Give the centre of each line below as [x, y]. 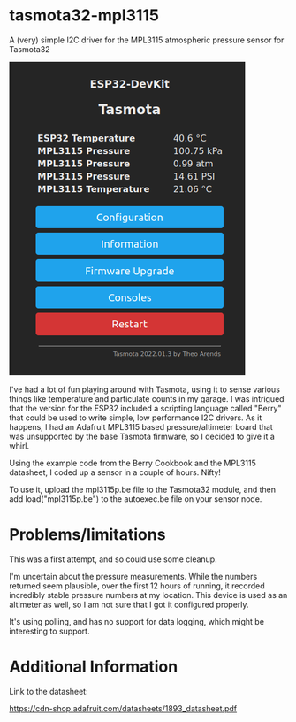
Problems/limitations [87, 535]
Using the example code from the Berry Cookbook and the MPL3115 [133, 463]
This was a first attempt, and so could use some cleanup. [114, 559]
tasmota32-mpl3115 [84, 15]
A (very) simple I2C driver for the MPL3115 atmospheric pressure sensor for [147, 40]
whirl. [19, 445]
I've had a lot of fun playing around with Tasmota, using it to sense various [145, 389]
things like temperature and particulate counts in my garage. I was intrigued [147, 398]
